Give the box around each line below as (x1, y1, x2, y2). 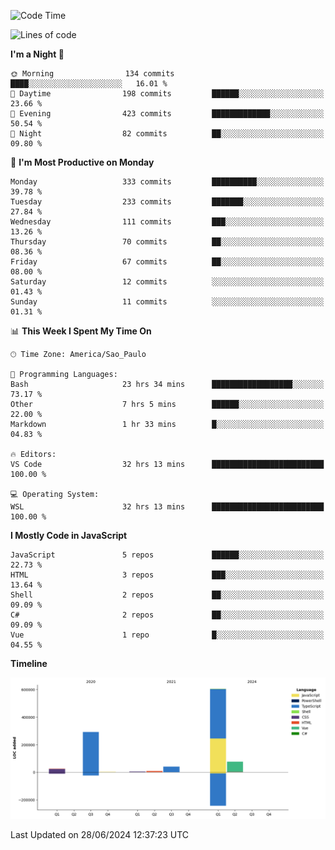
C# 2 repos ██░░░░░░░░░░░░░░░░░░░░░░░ (10, 610, 325, 620)
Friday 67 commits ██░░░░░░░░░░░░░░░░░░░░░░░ (10, 257, 325, 267)
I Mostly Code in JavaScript (10, 530, 128, 541)
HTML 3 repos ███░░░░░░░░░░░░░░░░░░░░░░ (10, 570, 325, 580)
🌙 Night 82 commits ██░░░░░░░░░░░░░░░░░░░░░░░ (10, 129, 325, 139)
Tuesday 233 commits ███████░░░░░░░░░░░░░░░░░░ (10, 197, 325, 207)
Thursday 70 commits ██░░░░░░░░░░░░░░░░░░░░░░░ (10, 237, 325, 247)
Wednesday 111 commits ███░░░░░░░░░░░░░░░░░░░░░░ (10, 217, 325, 227)
